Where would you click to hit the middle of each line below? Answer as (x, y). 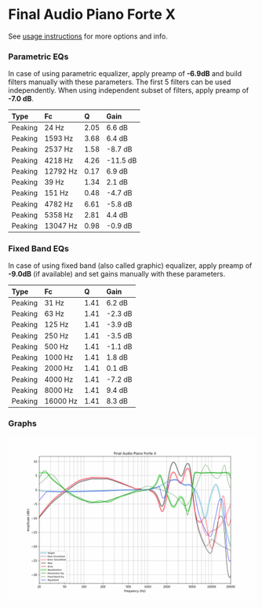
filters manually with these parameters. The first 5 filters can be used (120, 82)
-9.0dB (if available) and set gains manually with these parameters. (117, 274)
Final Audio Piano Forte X (92, 15)
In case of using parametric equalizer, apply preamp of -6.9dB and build (125, 74)
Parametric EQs (38, 57)
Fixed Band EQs (38, 248)
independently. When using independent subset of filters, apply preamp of (129, 90)
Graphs (22, 423)
